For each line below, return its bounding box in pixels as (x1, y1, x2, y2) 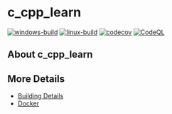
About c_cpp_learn (7, 48, 93, 61)
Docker (17, 99, 40, 108)
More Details (7, 73, 65, 85)
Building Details (17, 92, 64, 100)
